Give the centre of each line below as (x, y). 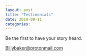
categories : (18, 24)
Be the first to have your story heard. (44, 38)
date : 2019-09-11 (24, 19)
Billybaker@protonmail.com (34, 48)
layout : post (19, 10)
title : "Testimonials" (29, 15)
